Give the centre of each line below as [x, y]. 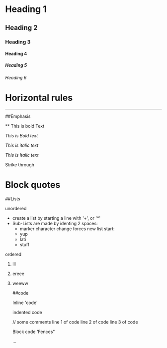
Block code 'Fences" [34, 332]
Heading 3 [18, 42]
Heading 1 [26, 9]
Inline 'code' [25, 303]
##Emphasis [18, 116]
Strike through [20, 165]
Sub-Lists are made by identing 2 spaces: [55, 223]
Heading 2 [22, 28]
